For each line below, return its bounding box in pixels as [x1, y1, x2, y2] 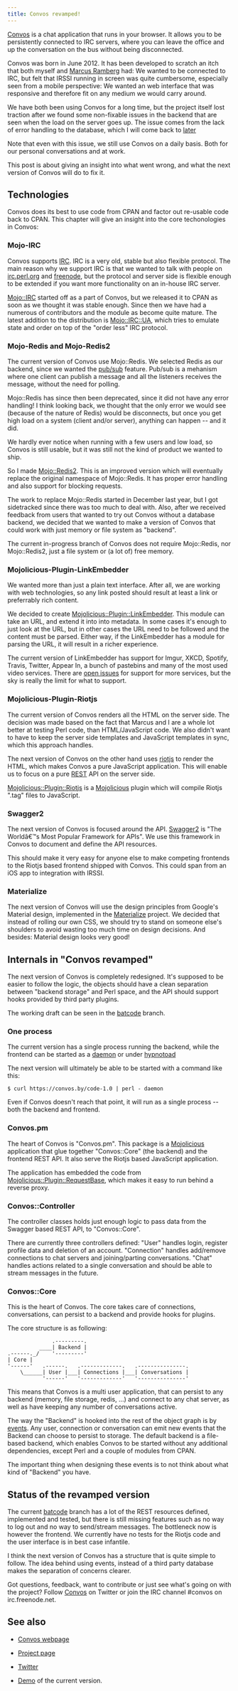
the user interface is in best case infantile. [7, 1537, 130, 1547]
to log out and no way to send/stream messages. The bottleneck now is [7, 1522, 217, 1531]
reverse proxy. [7, 1183, 50, 1192]
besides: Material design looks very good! [7, 933, 130, 941]
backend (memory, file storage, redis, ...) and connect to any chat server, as [7, 1395, 229, 1404]
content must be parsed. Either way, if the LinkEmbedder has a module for [7, 632, 225, 641]
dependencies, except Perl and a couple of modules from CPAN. [7, 1446, 197, 1455]
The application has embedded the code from [7, 1168, 142, 1177]
